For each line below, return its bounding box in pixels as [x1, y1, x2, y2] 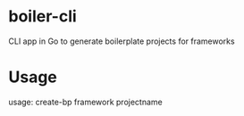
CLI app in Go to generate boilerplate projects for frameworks [8, 36, 235, 46]
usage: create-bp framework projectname [8, 96, 163, 107]
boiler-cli [8, 6, 77, 27]
